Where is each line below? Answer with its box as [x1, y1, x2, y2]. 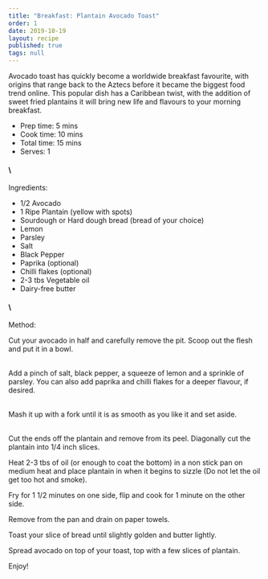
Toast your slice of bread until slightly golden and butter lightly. [8, 530, 217, 540]
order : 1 [8, 19, 38, 27]
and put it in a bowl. [8, 344, 74, 354]
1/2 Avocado [19, 199, 62, 208]
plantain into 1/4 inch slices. [8, 442, 100, 452]
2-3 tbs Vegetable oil [19, 275, 90, 285]
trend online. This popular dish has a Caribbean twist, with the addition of [8, 88, 251, 97]
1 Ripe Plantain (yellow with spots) [19, 207, 133, 217]
